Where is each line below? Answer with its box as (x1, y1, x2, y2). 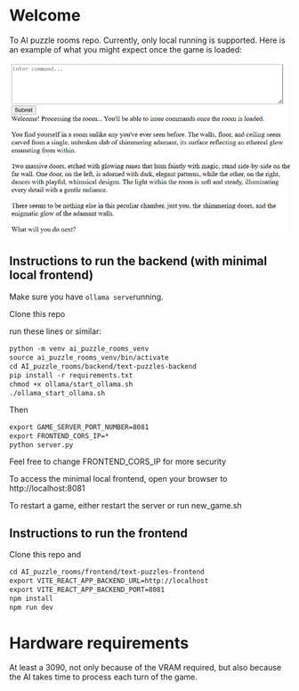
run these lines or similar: (9, 326, 102, 337)
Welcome (9, 5, 81, 26)
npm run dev (9, 603, 53, 613)
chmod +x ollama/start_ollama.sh (9, 379, 133, 388)
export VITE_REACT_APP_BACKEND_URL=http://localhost (9, 576, 209, 586)
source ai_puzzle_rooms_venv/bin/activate (9, 353, 169, 362)
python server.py (9, 440, 74, 450)
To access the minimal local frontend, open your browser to (9, 473, 228, 484)
